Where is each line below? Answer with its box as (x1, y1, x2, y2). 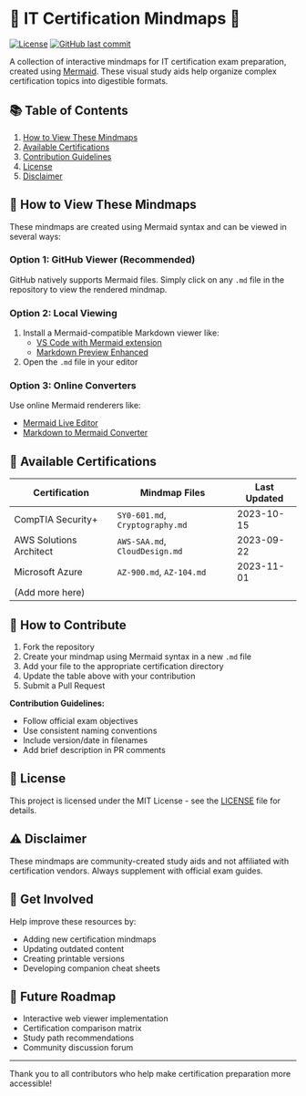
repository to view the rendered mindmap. (9, 284, 168, 295)
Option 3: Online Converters (9, 379, 137, 392)
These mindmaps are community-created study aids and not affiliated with (9, 855, 290, 866)
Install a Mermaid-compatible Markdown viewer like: (22, 327, 220, 338)
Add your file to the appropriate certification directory (22, 661, 225, 672)
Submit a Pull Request (22, 680, 106, 691)
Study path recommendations (22, 1032, 135, 1043)
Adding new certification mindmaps (22, 934, 157, 945)
